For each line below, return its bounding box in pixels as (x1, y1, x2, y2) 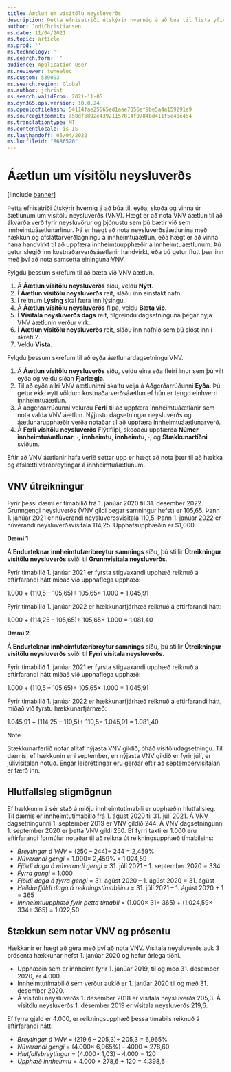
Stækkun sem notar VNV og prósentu (7, 925, 170, 937)
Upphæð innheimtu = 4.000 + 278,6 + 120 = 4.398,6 (16, 1057, 165, 1065)
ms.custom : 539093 (7, 74, 60, 81)
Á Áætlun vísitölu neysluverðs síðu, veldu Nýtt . (16, 282, 153, 290)
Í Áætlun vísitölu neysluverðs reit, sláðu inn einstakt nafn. (16, 289, 182, 297)
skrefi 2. (16, 333, 41, 341)
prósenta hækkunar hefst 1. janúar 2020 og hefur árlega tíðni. (7, 951, 181, 959)
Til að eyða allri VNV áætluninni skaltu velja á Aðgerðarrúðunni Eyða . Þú (16, 381, 221, 390)
